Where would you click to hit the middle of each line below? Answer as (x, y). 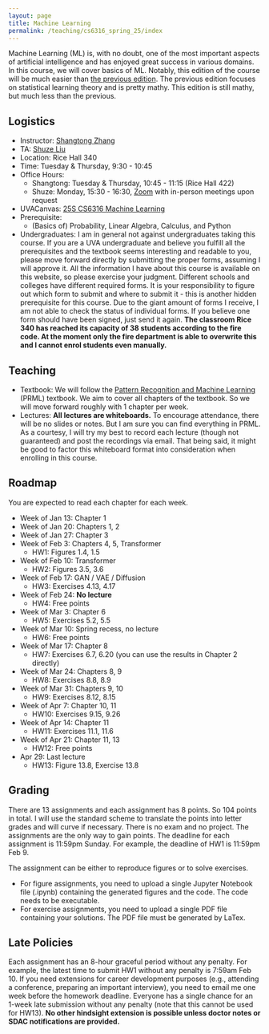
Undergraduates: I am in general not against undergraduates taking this (138, 234)
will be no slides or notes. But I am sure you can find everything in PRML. (140, 424)
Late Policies (41, 943)
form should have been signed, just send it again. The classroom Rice (136, 320)
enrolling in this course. (58, 458)
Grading (29, 791)
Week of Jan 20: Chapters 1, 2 (70, 526)
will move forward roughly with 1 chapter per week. (104, 407)
